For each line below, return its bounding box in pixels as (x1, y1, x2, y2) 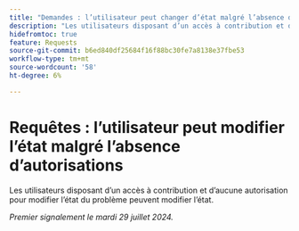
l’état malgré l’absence (9, 136, 181, 156)
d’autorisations (9, 155, 124, 175)
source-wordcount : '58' (9, 63, 98, 72)
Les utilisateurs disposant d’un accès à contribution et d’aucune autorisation (9, 185, 288, 195)
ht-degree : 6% (9, 71, 62, 80)
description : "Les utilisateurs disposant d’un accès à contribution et (9, 21, 285, 30)
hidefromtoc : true (9, 29, 77, 38)
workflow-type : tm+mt (9, 54, 90, 63)
